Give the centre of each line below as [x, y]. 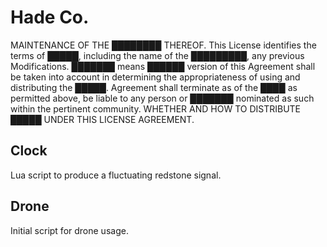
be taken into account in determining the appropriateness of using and [155, 77]
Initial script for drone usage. [69, 230]
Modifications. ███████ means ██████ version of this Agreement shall [163, 66]
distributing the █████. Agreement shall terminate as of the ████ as [154, 87]
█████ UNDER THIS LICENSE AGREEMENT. [102, 119]
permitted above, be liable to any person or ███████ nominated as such [162, 98]
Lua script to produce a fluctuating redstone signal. [116, 175]
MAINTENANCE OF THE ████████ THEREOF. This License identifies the [163, 45]
